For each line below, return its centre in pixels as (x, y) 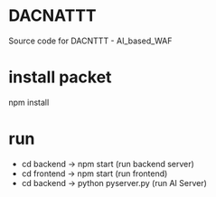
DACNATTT (52, 16)
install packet (60, 77)
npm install (29, 102)
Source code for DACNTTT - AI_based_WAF (90, 41)
